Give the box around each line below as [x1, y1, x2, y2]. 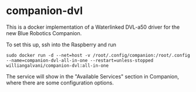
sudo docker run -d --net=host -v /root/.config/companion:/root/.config [6, 52, 191, 58]
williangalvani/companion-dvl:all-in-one [6, 63, 109, 69]
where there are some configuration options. [6, 79, 114, 86]
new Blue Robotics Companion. [6, 29, 82, 36]
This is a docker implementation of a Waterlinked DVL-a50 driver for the [6, 23, 180, 30]
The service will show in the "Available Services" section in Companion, [6, 73, 180, 80]
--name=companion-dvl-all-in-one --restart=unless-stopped [6, 57, 154, 63]
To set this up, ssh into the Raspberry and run [6, 41, 116, 48]
